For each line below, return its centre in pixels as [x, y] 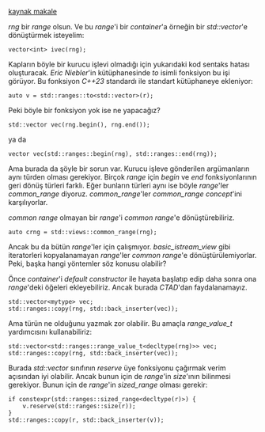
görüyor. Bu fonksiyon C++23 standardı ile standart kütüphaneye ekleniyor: [131, 81]
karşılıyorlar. [28, 202]
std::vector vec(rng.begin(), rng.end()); [79, 125]
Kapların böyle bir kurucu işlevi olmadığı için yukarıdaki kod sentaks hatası [129, 64]
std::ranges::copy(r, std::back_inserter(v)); [86, 420]
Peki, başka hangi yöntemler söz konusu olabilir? [87, 263]
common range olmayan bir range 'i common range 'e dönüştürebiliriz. [121, 218]
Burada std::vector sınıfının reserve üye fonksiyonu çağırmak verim [117, 368]
